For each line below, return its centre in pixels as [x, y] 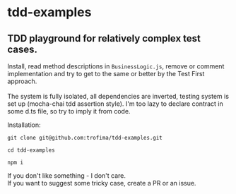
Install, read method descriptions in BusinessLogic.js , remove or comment [116, 66]
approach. [22, 81]
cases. [22, 49]
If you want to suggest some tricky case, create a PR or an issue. [102, 183]
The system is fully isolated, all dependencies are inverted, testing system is [118, 96]
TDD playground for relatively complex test [104, 38]
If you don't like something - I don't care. [66, 176]
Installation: [24, 125]
